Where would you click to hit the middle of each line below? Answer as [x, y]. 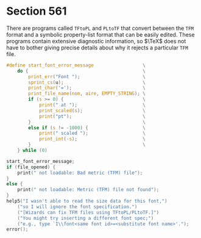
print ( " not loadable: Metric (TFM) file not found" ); [88, 190]
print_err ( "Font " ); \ [87, 77]
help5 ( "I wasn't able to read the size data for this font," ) [87, 201]
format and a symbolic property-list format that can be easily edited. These [100, 34]
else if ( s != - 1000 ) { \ [87, 128]
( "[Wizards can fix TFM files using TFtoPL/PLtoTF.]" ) [88, 212]
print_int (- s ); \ [92, 139]
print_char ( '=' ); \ [87, 88]
